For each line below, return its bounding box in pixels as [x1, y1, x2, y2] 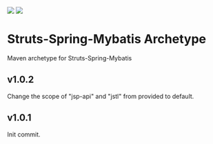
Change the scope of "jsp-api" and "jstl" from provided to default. [7, 92, 194, 100]
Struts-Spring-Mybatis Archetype [7, 32, 207, 47]
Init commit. [7, 130, 41, 139]
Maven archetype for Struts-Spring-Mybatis [7, 53, 132, 62]
